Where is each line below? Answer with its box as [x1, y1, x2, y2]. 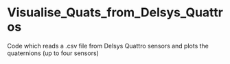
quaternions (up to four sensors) [7, 49, 100, 57]
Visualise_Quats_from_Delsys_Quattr [7, 5, 223, 20]
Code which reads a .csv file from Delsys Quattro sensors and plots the [7, 42, 209, 50]
